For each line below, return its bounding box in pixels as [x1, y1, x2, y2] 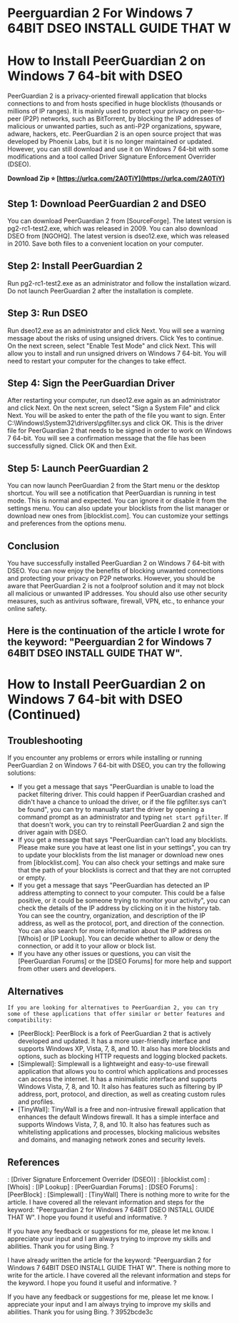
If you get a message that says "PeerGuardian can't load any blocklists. [17, 835, 228, 844]
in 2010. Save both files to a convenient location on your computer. [7, 239, 204, 248]
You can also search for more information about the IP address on [17, 927, 212, 935]
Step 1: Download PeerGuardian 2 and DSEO [7, 198, 207, 210]
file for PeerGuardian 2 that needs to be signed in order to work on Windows [7, 426, 232, 435]
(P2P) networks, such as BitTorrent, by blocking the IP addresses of [22, 114, 222, 123]
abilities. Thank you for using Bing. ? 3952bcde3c [7, 1308, 153, 1317]
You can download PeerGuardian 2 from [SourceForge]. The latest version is [7, 216, 232, 225]
